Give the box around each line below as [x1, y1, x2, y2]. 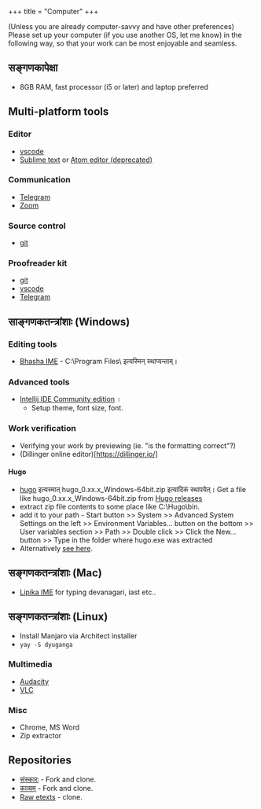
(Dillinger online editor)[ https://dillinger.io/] [19, 449, 159, 458]
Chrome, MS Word [19, 723, 80, 732]
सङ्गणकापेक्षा [8, 61, 58, 75]
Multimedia [8, 659, 53, 670]
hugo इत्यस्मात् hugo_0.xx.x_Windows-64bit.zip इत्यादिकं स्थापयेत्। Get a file [19, 484, 246, 494]
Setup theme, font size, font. [31, 403, 123, 413]
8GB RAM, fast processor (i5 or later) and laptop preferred [19, 82, 208, 91]
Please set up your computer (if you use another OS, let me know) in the [8, 31, 242, 39]
